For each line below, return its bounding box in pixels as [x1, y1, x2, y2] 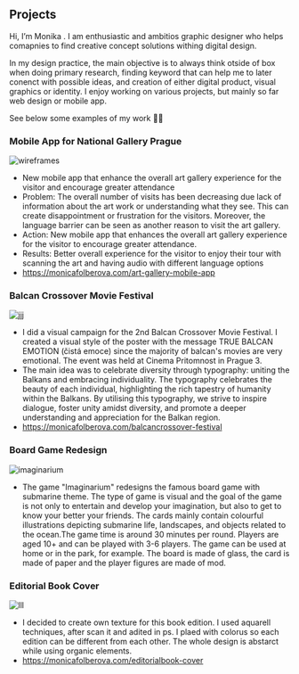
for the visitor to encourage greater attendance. [21, 239, 198, 250]
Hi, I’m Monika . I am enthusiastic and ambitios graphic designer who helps [9, 30, 284, 41]
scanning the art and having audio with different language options [21, 258, 264, 268]
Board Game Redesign [9, 444, 108, 456]
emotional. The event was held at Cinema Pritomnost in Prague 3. [21, 356, 263, 366]
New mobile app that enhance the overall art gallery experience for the [21, 173, 282, 184]
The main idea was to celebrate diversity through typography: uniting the [21, 365, 290, 375]
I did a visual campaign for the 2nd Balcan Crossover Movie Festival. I [21, 327, 278, 338]
